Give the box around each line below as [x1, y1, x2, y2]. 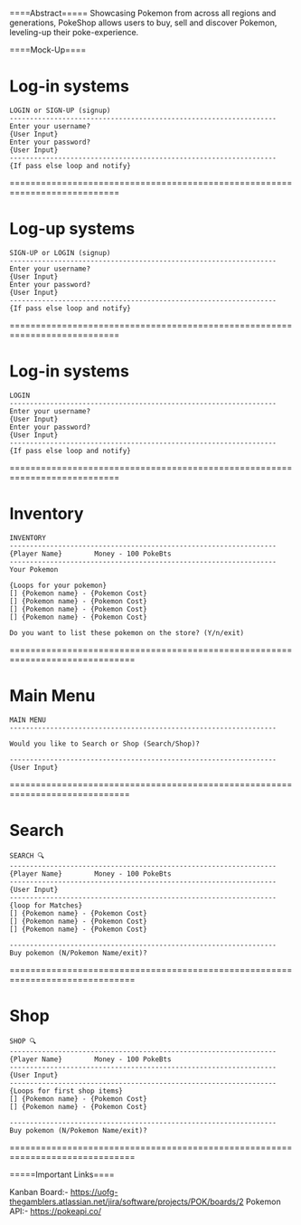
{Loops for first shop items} [9, 1086, 124, 1096]
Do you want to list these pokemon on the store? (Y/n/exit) [9, 628, 245, 637]
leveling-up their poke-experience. [9, 27, 139, 37]
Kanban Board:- [9, 1186, 69, 1197]
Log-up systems [9, 219, 136, 239]
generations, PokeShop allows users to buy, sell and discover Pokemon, [9, 17, 277, 28]
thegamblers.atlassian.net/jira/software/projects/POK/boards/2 [9, 1196, 244, 1207]
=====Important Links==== [9, 1169, 115, 1180]
